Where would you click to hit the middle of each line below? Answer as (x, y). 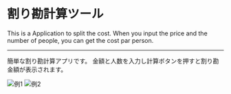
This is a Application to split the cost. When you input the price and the (107, 33)
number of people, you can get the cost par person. (80, 40)
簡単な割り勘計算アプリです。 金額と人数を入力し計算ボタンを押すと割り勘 (113, 61)
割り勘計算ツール (56, 14)
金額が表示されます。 (37, 69)
